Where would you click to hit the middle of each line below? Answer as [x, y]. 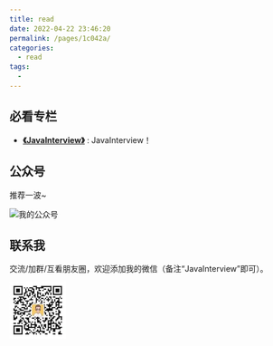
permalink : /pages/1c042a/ [60, 38]
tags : [19, 67]
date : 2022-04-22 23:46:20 [60, 29]
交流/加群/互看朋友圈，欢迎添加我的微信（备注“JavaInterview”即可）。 [139, 269]
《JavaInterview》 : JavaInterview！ [87, 139]
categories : [32, 48]
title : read [32, 19]
